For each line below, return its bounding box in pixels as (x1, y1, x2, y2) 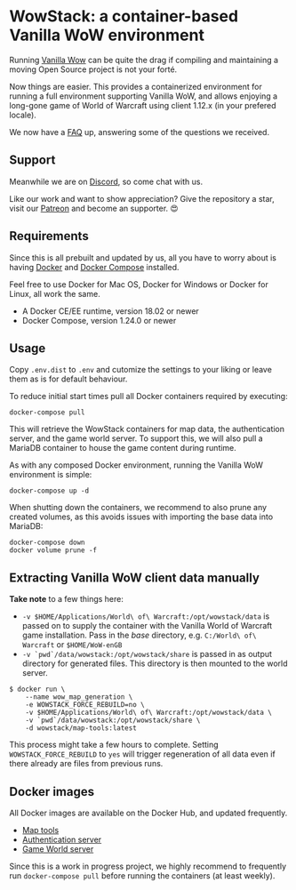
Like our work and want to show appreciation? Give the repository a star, (9, 193, 275, 204)
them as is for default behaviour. (9, 373, 128, 384)
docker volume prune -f (9, 546, 98, 555)
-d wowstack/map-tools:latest (25, 724, 138, 733)
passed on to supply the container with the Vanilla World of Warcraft (21, 621, 273, 631)
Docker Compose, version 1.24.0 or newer (21, 315, 177, 325)
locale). (9, 109, 37, 120)
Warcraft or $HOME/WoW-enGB (21, 639, 123, 650)
